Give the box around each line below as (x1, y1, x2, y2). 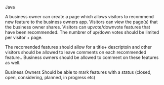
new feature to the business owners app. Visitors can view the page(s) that (5, 19, 158, 25)
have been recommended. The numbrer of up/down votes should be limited (5, 29, 160, 35)
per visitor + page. (5, 34, 43, 40)
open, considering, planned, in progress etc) (5, 75, 95, 80)
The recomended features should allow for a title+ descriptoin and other (5, 44, 152, 50)
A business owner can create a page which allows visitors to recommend (5, 14, 154, 19)
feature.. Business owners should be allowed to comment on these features (5, 55, 159, 60)
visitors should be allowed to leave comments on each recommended (5, 49, 147, 55)
